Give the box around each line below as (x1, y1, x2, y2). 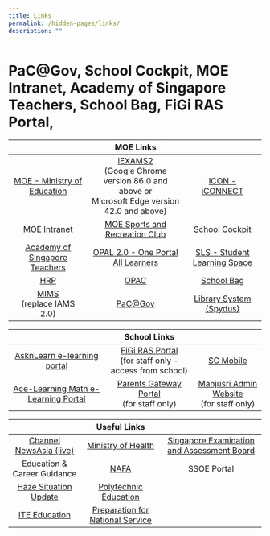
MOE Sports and (104, 219, 167, 230)
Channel (28, 435, 61, 447)
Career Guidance (12, 468, 77, 480)
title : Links (8, 11, 52, 20)
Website (212, 388, 243, 399)
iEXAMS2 (117, 155, 154, 167)
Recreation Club (105, 229, 166, 240)
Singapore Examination (167, 435, 255, 447)
